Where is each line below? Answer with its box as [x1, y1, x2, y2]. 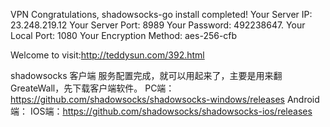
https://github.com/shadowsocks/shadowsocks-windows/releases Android [10, 94, 320, 105]
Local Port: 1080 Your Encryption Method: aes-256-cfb [10, 30, 238, 41]
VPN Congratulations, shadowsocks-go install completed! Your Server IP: [10, 9, 313, 20]
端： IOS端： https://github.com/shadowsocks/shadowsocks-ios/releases [10, 105, 313, 117]
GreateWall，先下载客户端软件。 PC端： [10, 82, 175, 94]
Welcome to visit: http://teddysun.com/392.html [10, 49, 205, 61]
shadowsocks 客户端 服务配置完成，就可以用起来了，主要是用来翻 [10, 70, 283, 81]
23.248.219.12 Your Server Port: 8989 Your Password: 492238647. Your [10, 19, 306, 31]
